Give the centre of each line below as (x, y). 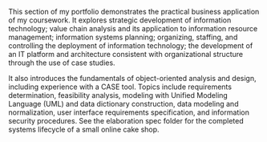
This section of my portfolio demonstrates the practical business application (134, 12)
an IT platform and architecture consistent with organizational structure (125, 54)
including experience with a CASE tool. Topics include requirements (120, 87)
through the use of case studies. (62, 63)
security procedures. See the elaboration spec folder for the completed (126, 121)
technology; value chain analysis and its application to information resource (133, 28)
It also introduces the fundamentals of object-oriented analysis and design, (132, 78)
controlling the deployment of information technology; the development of (131, 46)
